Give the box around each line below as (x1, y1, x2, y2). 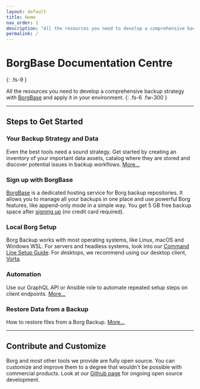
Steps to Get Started (6, 117, 83, 127)
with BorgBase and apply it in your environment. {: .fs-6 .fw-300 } (6, 94, 168, 101)
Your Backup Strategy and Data (6, 134, 99, 143)
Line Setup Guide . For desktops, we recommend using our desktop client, (6, 249, 186, 256)
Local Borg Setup (6, 222, 57, 231)
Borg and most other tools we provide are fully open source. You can (6, 357, 175, 364)
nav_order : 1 (6, 20, 39, 26)
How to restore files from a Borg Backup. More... (6, 318, 125, 325)
